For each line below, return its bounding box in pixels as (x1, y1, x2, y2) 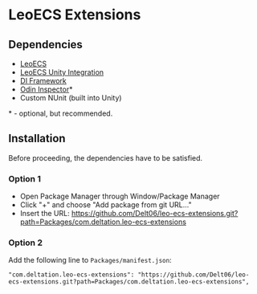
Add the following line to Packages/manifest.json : (8, 255, 172, 265)
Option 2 (8, 237, 43, 248)
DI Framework (19, 76, 67, 85)
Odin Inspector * (19, 84, 73, 94)
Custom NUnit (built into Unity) (19, 93, 122, 102)
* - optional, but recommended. (8, 108, 113, 118)
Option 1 (8, 173, 42, 184)
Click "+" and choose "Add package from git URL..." (19, 200, 192, 210)
